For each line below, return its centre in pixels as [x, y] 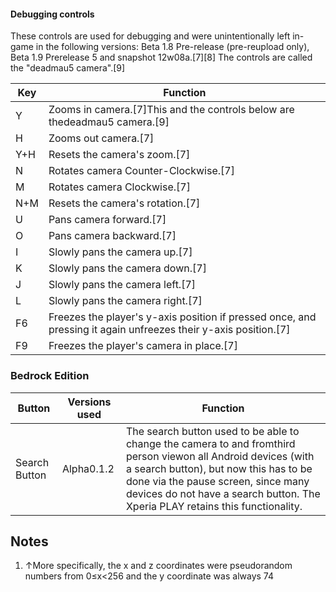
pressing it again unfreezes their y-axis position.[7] [169, 330]
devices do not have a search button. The [223, 493]
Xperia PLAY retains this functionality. [214, 506]
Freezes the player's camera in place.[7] [143, 346]
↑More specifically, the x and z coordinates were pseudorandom [158, 566]
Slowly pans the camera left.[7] [122, 285]
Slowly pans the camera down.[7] [127, 268]
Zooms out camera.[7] [101, 138]
